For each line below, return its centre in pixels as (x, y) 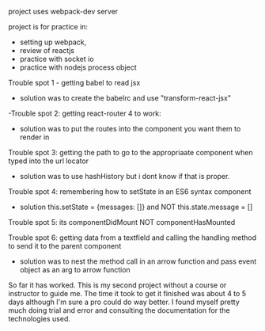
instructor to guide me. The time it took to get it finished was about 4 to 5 (127, 293)
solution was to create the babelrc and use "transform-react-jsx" (125, 98)
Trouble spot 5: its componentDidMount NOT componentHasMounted (122, 222)
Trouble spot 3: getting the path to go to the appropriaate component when (131, 152)
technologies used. (40, 319)
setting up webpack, (53, 42)
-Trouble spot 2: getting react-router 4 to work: (85, 113)
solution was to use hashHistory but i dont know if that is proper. (125, 176)
